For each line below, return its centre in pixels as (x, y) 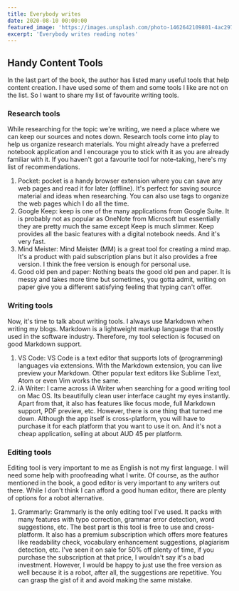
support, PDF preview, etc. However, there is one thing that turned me (120, 410)
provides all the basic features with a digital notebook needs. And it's (119, 234)
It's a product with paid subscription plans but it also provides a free (117, 257)
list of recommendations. (44, 167)
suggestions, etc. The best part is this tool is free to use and (106, 527)
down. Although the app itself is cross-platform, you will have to (111, 418)
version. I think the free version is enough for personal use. (104, 264)
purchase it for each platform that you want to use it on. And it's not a (119, 426)
